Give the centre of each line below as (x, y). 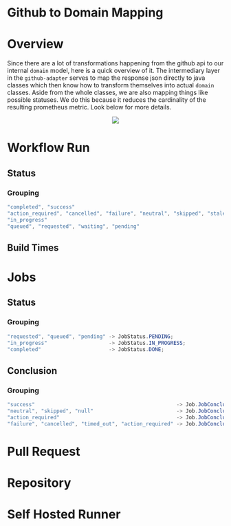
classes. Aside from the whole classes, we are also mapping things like (108, 93)
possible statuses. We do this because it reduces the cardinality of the (107, 100)
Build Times (33, 248)
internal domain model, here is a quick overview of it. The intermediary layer (113, 71)
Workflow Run (49, 148)
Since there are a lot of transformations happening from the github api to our (115, 63)
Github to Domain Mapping (85, 13)
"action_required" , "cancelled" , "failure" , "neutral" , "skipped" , (106, 213)
